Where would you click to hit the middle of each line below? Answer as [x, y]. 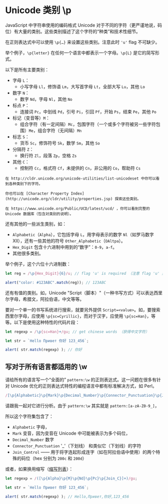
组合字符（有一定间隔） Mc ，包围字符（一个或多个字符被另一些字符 [88, 124]
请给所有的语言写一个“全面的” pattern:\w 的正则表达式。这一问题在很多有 [81, 380]
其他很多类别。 [28, 253]
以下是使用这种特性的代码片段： [47, 322]
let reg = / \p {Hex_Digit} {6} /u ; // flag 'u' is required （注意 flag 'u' [82, 273]
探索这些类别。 [128, 199]
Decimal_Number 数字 [33, 440]
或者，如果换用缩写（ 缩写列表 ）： [39, 469]
